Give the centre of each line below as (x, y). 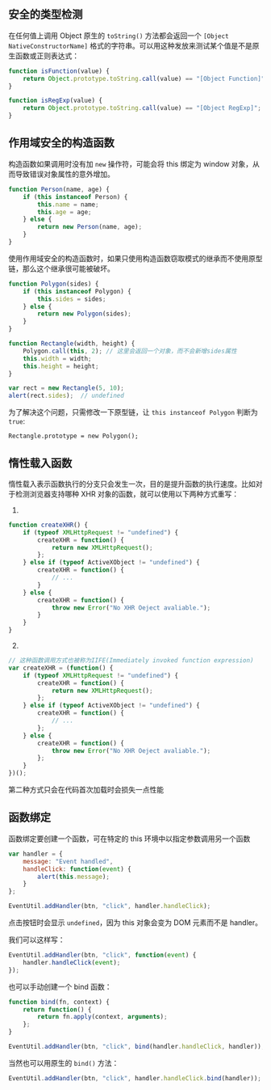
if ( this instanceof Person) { (75, 196)
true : (17, 421)
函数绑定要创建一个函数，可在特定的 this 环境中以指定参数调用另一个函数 (129, 839)
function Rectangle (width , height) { (72, 344)
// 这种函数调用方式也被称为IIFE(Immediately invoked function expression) (131, 661)
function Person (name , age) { (59, 189)
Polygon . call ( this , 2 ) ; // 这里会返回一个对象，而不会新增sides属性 (130, 351)
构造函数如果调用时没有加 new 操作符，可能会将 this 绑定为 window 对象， (131, 163)
